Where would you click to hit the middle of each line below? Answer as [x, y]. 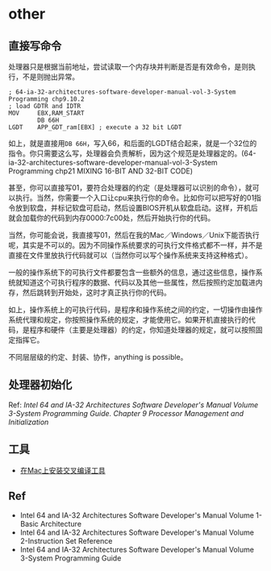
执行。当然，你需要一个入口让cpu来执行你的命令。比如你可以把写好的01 [135, 198]
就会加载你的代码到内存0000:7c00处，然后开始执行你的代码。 [112, 218]
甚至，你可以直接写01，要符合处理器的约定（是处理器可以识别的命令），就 [130, 188]
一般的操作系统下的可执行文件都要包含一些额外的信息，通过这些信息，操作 [132, 272]
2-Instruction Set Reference [66, 541]
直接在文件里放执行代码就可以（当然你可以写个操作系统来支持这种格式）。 [130, 255]
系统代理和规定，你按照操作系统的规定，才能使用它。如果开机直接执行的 [128, 320]
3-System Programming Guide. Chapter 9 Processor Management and [126, 413]
